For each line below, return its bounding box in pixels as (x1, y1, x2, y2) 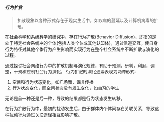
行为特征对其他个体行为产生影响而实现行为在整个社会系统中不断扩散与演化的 (5, 46, 159, 52)
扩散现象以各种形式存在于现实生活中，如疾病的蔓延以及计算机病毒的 (17, 17, 154, 23)
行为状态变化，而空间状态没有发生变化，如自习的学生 (12, 85, 120, 91)
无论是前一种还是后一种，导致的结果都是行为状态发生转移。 (5, 95, 125, 101)
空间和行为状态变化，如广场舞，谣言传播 (12, 79, 94, 85)
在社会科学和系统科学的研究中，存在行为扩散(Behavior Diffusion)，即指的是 (5, 34, 157, 40)
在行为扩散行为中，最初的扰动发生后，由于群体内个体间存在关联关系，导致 (5, 105, 155, 111)
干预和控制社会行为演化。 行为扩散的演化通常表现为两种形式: (13, 69, 136, 74)
